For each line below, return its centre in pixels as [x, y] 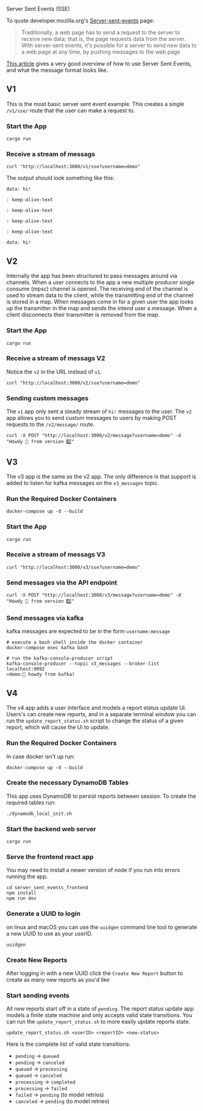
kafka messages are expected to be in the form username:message [88, 631]
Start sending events [38, 995]
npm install [21, 893]
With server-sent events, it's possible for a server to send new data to [109, 45]
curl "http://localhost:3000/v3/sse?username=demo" [73, 567]
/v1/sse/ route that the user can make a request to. [71, 110]
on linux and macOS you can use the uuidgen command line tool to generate [102, 927]
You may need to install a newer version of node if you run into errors [93, 870]
